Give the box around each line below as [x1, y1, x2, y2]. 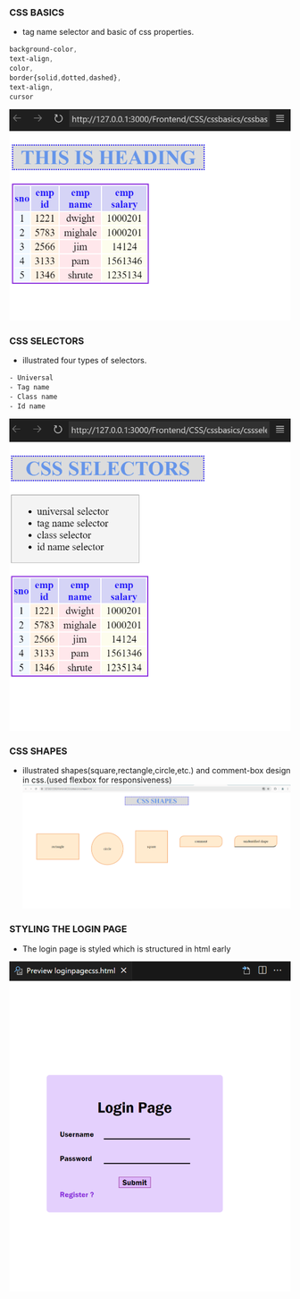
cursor [9, 92, 34, 101]
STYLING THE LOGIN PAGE [9, 923, 128, 936]
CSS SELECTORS [9, 334, 85, 346]
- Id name [9, 401, 46, 411]
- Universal [9, 373, 54, 382]
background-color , [9, 45, 78, 55]
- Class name [9, 392, 58, 401]
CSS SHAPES [9, 745, 68, 757]
